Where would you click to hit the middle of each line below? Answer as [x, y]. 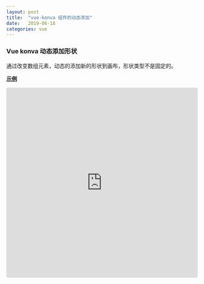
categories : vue [27, 29]
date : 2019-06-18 [31, 23]
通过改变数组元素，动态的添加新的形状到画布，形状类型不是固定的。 [91, 66]
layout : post [23, 12]
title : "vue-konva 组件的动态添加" [49, 18]
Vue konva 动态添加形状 [42, 51]
